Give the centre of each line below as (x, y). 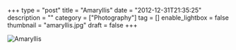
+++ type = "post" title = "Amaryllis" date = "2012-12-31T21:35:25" (105, 10)
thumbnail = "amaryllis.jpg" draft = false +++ (72, 25)
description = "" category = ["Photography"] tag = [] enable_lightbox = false (118, 18)
